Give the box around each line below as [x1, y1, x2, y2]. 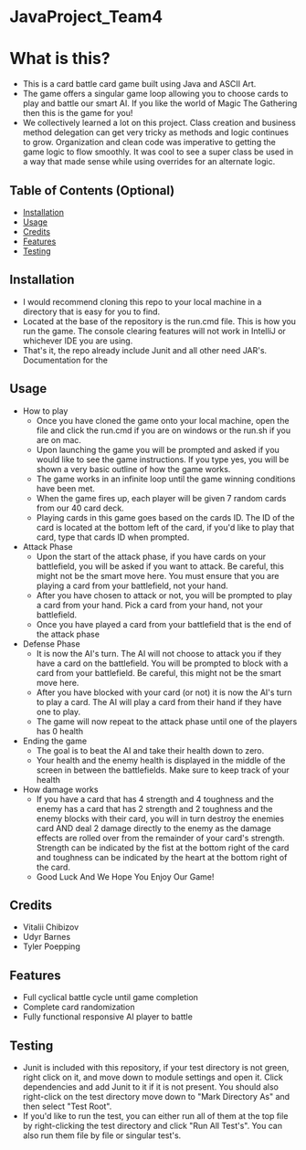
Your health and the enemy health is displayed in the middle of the [36, 754, 286, 765]
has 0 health [36, 725, 84, 736]
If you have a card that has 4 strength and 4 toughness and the [36, 793, 274, 805]
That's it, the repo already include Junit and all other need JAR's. [22, 344, 268, 355]
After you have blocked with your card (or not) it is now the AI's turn [36, 687, 292, 698]
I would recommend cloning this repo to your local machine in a [22, 296, 262, 307]
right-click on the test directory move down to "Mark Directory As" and [22, 1092, 290, 1102]
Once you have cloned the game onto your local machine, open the [36, 415, 290, 426]
